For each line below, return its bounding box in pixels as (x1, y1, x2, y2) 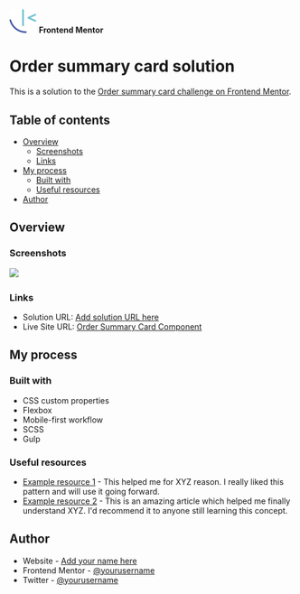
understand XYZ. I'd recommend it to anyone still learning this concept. (22, 505, 288, 515)
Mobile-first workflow (22, 414, 104, 425)
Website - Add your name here (22, 555, 137, 566)
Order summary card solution (9, 56, 235, 77)
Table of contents (9, 112, 110, 127)
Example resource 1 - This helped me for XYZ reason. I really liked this (22, 476, 285, 487)
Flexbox (22, 404, 52, 415)
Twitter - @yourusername (22, 574, 119, 585)
